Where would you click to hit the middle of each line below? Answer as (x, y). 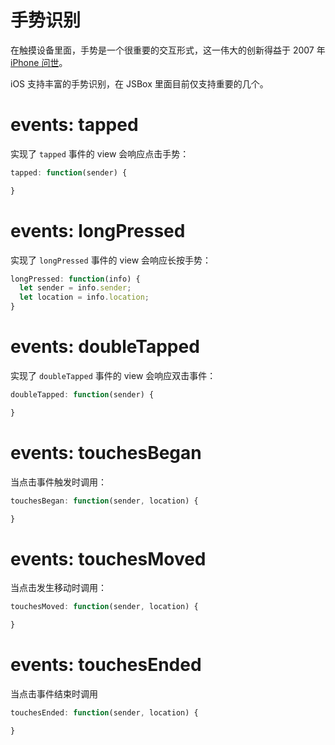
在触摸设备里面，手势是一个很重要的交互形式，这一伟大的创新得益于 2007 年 (168, 50)
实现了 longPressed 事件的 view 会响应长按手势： (111, 260)
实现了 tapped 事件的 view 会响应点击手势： (100, 153)
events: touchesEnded (106, 665)
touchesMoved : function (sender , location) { (104, 607)
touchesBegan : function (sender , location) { (104, 501)
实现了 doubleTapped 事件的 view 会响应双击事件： (113, 375)
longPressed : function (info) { (75, 279)
